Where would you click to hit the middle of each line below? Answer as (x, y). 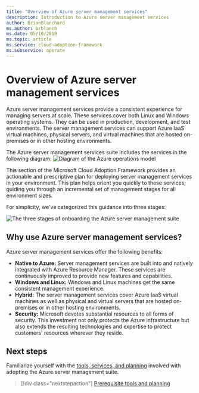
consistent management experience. (60, 288)
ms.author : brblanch (32, 28)
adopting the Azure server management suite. (63, 372)
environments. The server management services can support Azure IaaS (95, 128)
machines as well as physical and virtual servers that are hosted (93, 301)
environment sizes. (29, 195)
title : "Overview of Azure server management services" (77, 12)
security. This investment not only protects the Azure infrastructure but (102, 320)
